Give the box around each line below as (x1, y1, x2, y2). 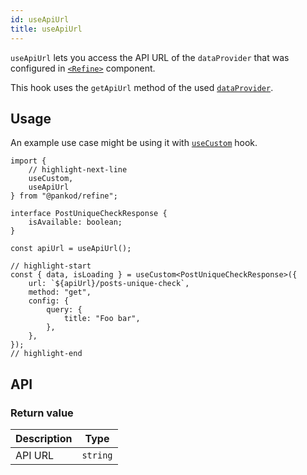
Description (15, 432, 73, 445)
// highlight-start (10, 261, 92, 271)
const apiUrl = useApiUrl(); (10, 244, 132, 254)
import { (10, 156, 47, 166)
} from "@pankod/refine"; (10, 191, 118, 201)
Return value (10, 406, 74, 420)
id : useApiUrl (10, 14, 70, 25)
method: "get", (28, 287, 92, 298)
